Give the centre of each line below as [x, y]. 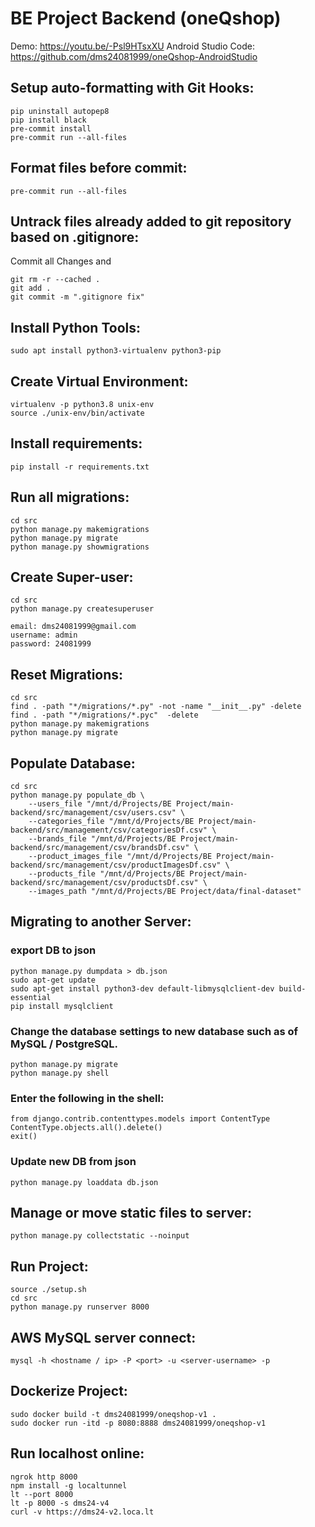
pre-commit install [51, 128]
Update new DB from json [73, 1162]
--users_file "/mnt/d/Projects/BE [100, 804]
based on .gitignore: [75, 237]
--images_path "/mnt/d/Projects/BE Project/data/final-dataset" [165, 892]
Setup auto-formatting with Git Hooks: [132, 88]
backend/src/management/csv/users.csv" [93, 813]
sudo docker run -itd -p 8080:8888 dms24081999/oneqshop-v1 [138, 1423]
